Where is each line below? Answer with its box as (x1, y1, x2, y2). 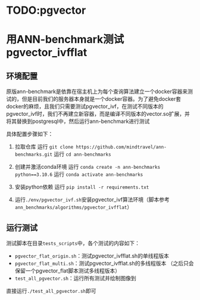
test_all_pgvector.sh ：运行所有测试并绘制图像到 (14, 275, 136, 282)
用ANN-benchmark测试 (6, 33, 124, 47)
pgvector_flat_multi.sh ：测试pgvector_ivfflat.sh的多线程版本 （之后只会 (14, 260, 194, 267)
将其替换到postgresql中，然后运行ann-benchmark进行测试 (6, 117, 150, 125)
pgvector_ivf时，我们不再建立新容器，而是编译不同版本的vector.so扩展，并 (6, 110, 190, 117)
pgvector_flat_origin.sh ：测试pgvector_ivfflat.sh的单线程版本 (14, 252, 170, 259)
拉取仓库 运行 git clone (14, 143, 74, 150)
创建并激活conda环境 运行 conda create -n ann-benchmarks (14, 163, 161, 171)
